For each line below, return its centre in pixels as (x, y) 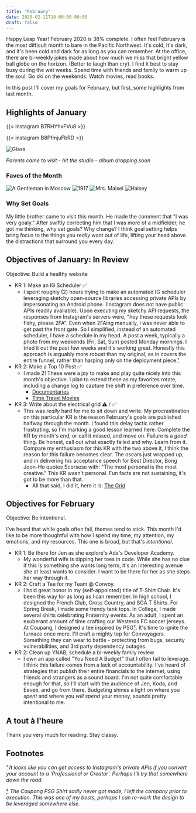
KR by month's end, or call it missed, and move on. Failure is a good (105, 435)
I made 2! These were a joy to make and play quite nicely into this (102, 373)
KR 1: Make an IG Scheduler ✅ (51, 285)
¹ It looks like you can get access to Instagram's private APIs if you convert (97, 767)
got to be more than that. (53, 479)
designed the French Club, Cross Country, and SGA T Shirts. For (101, 603)
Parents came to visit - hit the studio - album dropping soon (78, 160)
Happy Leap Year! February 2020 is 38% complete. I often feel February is (96, 39)
